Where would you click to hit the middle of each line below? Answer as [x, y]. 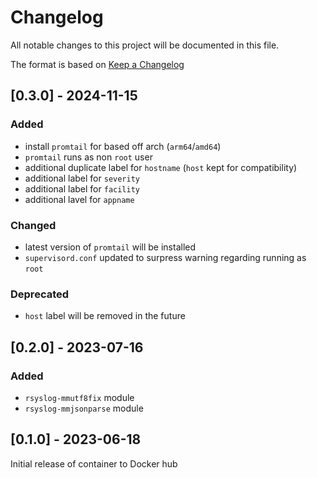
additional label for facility [82, 188]
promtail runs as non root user [88, 157]
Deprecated [40, 294]
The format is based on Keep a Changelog [97, 64]
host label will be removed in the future [105, 316]
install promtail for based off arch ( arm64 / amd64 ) [123, 146]
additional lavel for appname [79, 199]
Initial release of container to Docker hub [94, 463]
